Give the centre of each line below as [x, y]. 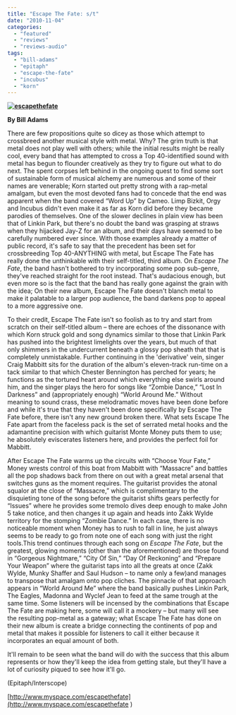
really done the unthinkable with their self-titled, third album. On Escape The [118, 261]
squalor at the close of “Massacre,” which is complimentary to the [103, 491]
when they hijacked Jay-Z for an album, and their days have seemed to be [115, 231]
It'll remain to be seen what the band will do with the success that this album [118, 654]
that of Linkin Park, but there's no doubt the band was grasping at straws [113, 224]
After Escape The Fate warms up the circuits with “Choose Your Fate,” [109, 461]
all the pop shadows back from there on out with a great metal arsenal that [116, 476]
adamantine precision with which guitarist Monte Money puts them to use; [115, 432]
